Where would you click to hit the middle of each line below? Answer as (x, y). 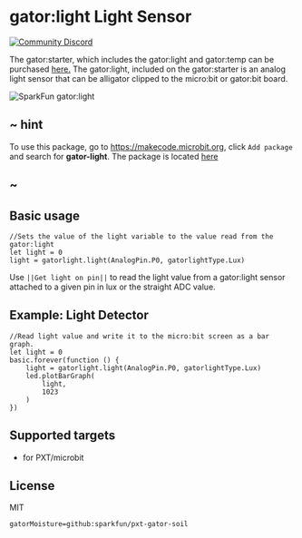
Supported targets (63, 436)
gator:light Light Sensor (101, 17)
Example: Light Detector (79, 315)
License (32, 486)
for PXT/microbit (53, 457)
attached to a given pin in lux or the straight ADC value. (112, 287)
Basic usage (44, 215)
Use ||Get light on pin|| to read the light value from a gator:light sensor (147, 277)
